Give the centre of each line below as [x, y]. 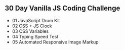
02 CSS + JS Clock [32, 26]
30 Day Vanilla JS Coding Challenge [62, 8]
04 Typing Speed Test [35, 36]
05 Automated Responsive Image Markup [55, 42]
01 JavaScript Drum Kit [36, 20]
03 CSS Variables [30, 31]
